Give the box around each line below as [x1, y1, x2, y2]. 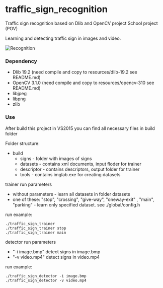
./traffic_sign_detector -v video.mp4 [5, 278, 87, 283]
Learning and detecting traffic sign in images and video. [5, 35, 121, 41]
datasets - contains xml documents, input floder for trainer [20, 161, 142, 167]
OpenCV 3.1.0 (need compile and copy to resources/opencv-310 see [12, 80, 154, 86]
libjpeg [12, 91, 27, 97]
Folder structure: [5, 140, 40, 147]
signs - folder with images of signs [20, 155, 92, 162]
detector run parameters [5, 239, 56, 245]
